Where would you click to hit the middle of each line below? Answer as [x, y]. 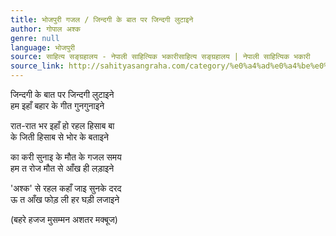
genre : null [35, 38]
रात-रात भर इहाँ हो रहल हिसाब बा [62, 125]
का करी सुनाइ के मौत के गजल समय [66, 157]
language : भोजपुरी [43, 47]
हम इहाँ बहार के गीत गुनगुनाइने [57, 105]
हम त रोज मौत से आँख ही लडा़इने [62, 168]
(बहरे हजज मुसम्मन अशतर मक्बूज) [64, 219]
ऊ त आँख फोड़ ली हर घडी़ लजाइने [65, 199]
